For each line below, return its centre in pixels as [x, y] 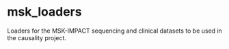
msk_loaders [44, 12]
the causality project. [37, 37]
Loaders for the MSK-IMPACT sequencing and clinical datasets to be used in [114, 31]
